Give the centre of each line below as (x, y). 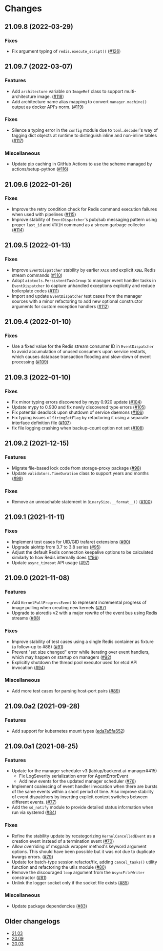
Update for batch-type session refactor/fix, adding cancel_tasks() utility (84, 862)
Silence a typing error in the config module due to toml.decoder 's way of (85, 130)
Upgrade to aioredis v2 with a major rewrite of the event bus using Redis (84, 613)
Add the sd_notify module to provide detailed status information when (82, 807)
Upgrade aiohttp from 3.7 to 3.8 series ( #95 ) (56, 547)
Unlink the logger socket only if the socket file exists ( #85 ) (70, 882)
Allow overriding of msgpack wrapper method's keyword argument (79, 846)
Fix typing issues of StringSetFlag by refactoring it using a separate (80, 417)
